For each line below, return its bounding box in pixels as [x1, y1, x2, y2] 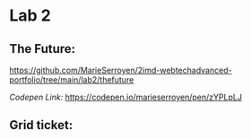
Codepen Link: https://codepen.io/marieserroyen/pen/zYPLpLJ [9, 91, 242, 102]
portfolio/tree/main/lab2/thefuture [9, 74, 134, 85]
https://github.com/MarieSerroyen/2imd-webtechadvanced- [9, 65, 232, 75]
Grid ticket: [9, 117, 74, 133]
